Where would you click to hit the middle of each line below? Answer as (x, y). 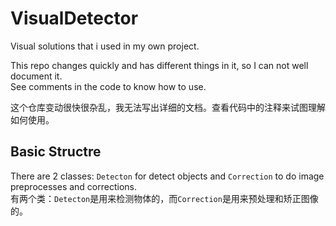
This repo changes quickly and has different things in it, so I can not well (159, 65)
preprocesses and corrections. (73, 186)
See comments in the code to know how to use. (108, 86)
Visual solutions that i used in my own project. (105, 46)
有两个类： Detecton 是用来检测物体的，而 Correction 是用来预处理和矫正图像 (164, 198)
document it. (36, 76)
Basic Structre (56, 152)
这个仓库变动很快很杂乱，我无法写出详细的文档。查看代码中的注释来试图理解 (168, 107)
